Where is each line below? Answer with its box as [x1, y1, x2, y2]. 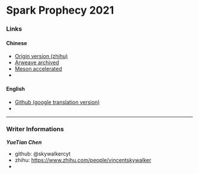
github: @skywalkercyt [14, 150, 71, 157]
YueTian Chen [6, 138, 42, 145]
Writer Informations [6, 125, 64, 134]
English [6, 85, 25, 92]
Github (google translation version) [14, 99, 100, 106]
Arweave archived [14, 59, 59, 66]
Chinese [6, 39, 28, 46]
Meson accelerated [14, 65, 62, 72]
